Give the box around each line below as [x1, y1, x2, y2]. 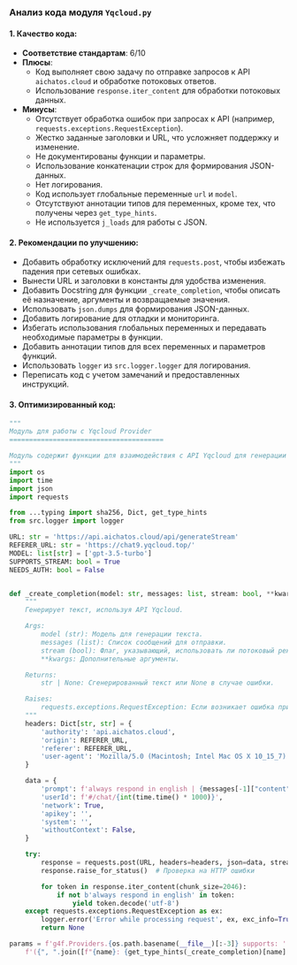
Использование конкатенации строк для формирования [34, 161, 248, 172]
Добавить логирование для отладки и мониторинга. [21, 313, 219, 324]
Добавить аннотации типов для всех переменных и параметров [21, 341, 266, 352]
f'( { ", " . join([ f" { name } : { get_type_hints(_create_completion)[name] [25, 947, 287, 956]
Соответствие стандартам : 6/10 [21, 48, 146, 58]
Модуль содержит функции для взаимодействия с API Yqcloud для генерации [9, 451, 287, 461]
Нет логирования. [34, 180, 103, 190]
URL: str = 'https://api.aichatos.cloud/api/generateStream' [9, 532, 240, 541]
